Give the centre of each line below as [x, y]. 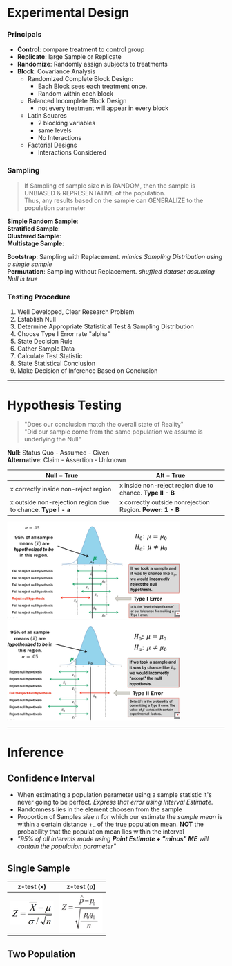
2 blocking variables [66, 123]
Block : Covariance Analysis [56, 71]
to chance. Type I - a [40, 510]
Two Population [41, 954]
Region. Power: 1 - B [149, 510]
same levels [55, 130]
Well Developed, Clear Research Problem [76, 312]
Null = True [62, 475]
